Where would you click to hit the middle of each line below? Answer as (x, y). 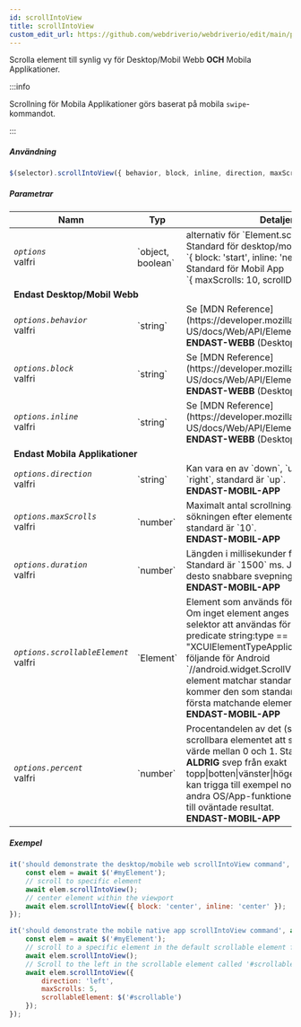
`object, (154, 252)
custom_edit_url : (42, 34)
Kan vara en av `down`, (234, 469)
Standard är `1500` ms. (235, 565)
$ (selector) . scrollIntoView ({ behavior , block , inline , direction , (138, 173)
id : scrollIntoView (46, 18)
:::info (20, 87)
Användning (33, 151)
